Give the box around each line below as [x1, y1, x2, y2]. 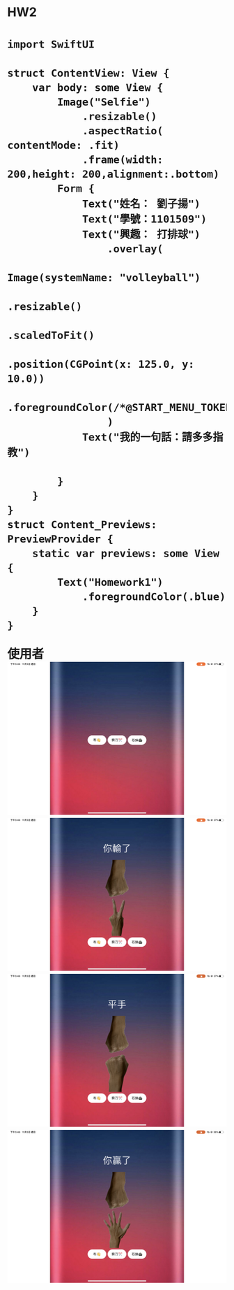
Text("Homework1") [56, 576, 164, 589]
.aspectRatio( [81, 124, 164, 138]
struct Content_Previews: [7, 518, 157, 531]
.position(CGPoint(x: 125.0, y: [7, 358, 195, 371]
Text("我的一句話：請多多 [81, 431, 214, 444]
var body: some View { [32, 81, 164, 94]
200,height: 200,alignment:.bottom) [7, 168, 220, 181]
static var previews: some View [32, 547, 220, 560]
